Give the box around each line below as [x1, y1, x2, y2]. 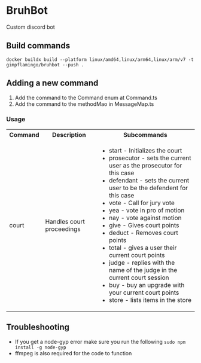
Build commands [6, 41, 71, 51]
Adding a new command [6, 78, 99, 89]
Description [51, 130, 87, 139]
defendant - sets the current [108, 176, 190, 184]
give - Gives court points [108, 221, 179, 229]
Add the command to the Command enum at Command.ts [14, 94, 157, 101]
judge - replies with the [108, 258, 175, 267]
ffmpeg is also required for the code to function [14, 349, 132, 356]
